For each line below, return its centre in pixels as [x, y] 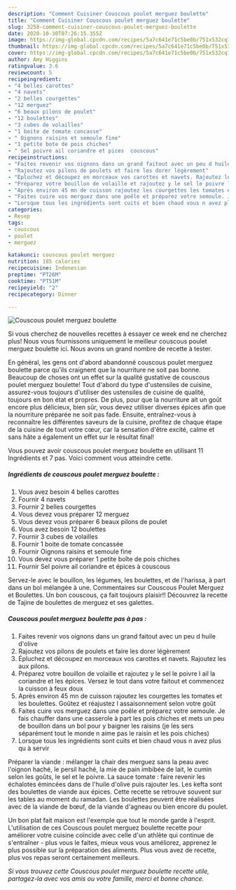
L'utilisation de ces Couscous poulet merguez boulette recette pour [105, 828]
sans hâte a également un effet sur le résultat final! [81, 437]
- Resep [19, 216]
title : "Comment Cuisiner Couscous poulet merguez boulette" [99, 20]
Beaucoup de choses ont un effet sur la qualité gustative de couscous [109, 377]
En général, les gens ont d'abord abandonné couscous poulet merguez [110, 362]
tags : [16, 223]
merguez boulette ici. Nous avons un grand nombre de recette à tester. [110, 349]
